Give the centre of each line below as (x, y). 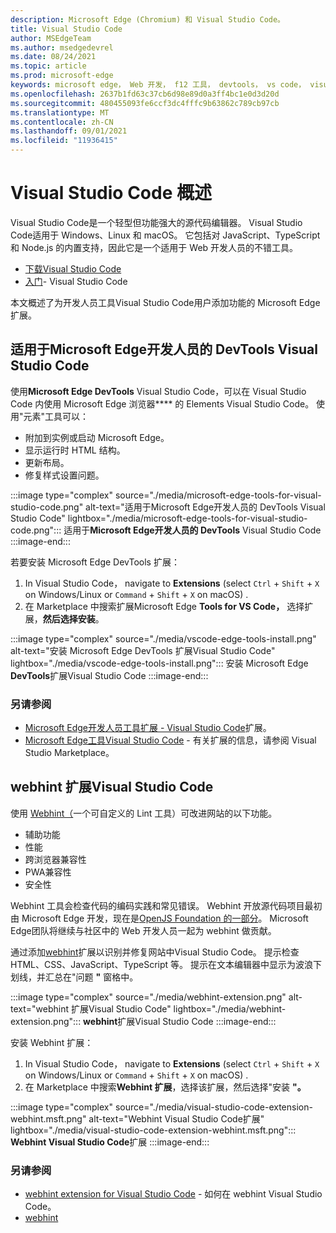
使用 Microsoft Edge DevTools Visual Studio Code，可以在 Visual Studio (158, 391)
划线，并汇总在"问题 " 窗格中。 (74, 977)
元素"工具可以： (56, 416)
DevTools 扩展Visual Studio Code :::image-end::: (109, 675)
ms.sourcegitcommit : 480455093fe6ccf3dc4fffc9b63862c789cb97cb (145, 103)
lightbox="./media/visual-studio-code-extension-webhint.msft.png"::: (153, 1130)
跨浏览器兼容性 (55, 859)
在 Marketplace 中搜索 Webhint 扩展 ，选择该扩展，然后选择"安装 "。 (165, 1087)
